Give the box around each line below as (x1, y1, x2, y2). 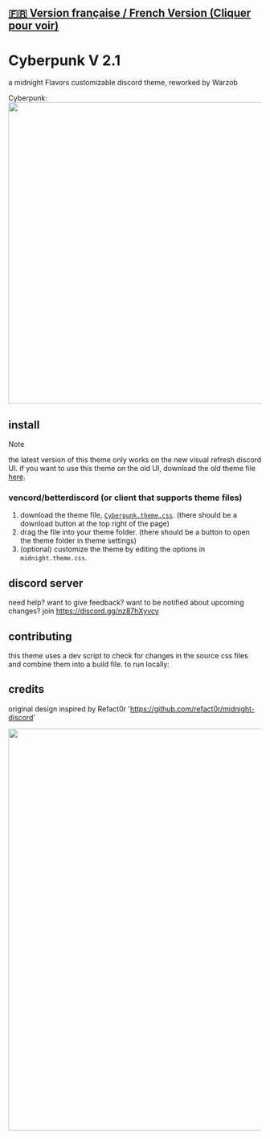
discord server (8, 576, 84, 590)
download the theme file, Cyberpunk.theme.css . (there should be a (19, 510, 238, 520)
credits (8, 682, 45, 696)
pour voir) (8, 19, 59, 33)
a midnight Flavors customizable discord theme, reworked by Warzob (8, 78, 239, 88)
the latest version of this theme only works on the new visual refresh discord (8, 455, 262, 465)
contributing (8, 629, 72, 643)
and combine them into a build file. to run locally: (8, 659, 170, 670)
